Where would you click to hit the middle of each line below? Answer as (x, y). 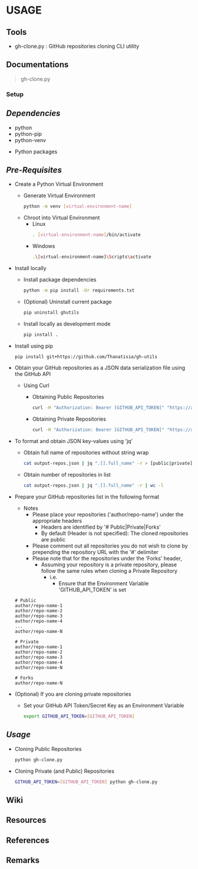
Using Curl (36, 386)
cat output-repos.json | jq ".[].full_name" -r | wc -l (93, 486)
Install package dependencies (60, 279)
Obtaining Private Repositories (69, 419)
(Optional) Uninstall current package (67, 301)
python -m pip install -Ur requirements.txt (79, 290)
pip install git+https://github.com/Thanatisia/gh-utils (86, 357)
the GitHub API (33, 374)
